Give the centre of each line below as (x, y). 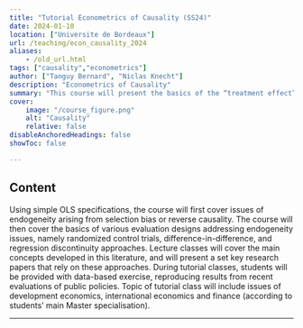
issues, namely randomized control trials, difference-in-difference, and (141, 238)
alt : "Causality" (58, 118)
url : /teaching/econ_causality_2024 (78, 43)
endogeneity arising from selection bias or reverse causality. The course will (151, 219)
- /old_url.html (56, 59)
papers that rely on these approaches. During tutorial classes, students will (148, 267)
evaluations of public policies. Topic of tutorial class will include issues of (145, 286)
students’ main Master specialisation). (80, 305)
